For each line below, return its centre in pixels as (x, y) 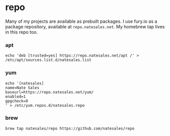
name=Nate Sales (22, 87)
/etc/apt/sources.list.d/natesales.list (49, 60)
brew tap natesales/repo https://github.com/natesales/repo (70, 128)
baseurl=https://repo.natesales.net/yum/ (50, 92)
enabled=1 (16, 97)
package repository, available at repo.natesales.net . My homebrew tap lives (85, 26)
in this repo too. (22, 32)
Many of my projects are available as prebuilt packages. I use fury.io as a (81, 21)
